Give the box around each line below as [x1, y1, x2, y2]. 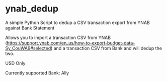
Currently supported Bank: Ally [5, 69, 69, 75]
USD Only [5, 60, 26, 66]
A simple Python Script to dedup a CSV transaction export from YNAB [5, 19, 150, 25]
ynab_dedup [5, 3, 59, 14]
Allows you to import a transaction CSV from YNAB [5, 34, 111, 40]
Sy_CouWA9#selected [5, 45, 51, 51]
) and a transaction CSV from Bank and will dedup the [50, 45, 162, 51]
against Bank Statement [5, 24, 55, 30]
